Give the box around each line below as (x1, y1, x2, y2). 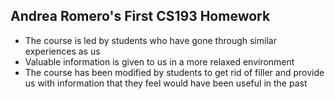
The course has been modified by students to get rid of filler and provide (24, 66, 325, 78)
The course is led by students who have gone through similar (24, 34, 277, 46)
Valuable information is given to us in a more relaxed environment (24, 55, 295, 68)
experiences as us (24, 45, 101, 57)
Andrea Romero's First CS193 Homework (10, 8, 271, 25)
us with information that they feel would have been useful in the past (24, 77, 308, 89)
